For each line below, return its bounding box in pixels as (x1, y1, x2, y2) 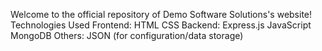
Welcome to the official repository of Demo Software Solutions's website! (10, 9, 313, 20)
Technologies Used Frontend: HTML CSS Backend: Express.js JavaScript (10, 19, 312, 31)
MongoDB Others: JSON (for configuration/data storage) (10, 30, 244, 41)
